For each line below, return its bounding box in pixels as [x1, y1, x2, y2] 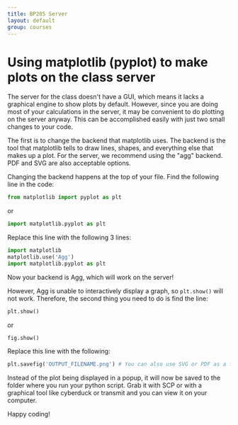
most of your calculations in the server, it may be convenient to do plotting [7, 108, 225, 116]
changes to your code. [7, 123, 73, 131]
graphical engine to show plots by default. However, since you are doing [7, 100, 218, 108]
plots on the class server [7, 69, 156, 85]
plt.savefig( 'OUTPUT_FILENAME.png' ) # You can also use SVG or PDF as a [7, 361, 227, 368]
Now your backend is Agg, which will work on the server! [7, 273, 174, 281]
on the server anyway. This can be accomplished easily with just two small [7, 115, 225, 124]
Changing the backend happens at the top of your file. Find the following [7, 173, 220, 181]
